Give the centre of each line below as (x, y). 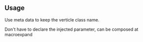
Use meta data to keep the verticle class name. (52, 20)
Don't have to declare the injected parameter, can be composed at (71, 29)
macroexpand (19, 34)
